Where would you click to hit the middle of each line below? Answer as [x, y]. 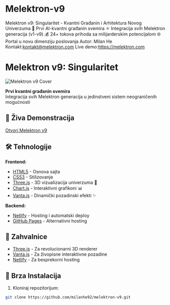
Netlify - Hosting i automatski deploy [51, 215]
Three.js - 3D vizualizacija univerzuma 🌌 [55, 182]
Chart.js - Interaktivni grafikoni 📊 [47, 188]
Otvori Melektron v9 [26, 130]
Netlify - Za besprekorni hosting [46, 260]
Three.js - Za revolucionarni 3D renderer [55, 249]
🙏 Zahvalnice [26, 237]
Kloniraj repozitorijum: [36, 288]
